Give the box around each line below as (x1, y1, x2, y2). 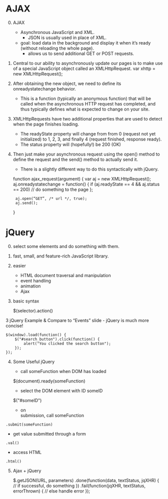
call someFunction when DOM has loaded (20, 368, 106, 374)
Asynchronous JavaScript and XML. (20, 29, 94, 35)
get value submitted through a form (12, 430, 86, 436)
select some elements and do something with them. (12, 243, 119, 249)
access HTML (12, 449, 42, 455)
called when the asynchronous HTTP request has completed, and (20, 100, 156, 106)
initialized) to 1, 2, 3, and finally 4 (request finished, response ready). (20, 136, 162, 142)
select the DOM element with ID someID (20, 387, 103, 393)
